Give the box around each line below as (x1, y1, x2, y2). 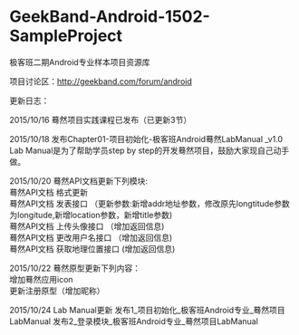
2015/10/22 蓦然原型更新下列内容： (9, 263, 140, 273)
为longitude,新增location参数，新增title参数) (9, 209, 173, 220)
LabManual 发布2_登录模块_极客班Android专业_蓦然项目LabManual (9, 315, 258, 327)
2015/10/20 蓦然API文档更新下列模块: (9, 175, 148, 187)
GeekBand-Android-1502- (9, 6, 210, 27)
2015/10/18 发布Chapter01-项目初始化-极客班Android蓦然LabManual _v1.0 (9, 133, 284, 144)
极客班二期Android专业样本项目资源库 (9, 56, 150, 67)
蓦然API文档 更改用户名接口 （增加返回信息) (9, 232, 173, 243)
